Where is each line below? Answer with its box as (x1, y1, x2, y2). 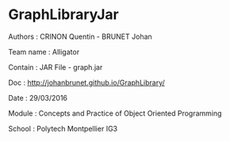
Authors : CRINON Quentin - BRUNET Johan (8, 32, 152, 41)
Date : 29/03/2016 (8, 93, 68, 102)
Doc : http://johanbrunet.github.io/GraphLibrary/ (8, 78, 165, 87)
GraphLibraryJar (8, 6, 119, 24)
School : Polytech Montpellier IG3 (8, 124, 117, 133)
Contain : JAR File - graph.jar (8, 62, 103, 72)
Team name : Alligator (8, 47, 80, 56)
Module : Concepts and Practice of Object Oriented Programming (8, 109, 222, 118)
